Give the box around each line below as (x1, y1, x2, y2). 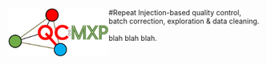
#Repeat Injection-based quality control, (108, 8, 242, 17)
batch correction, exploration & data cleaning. (108, 16, 260, 26)
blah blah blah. (108, 34, 158, 43)
